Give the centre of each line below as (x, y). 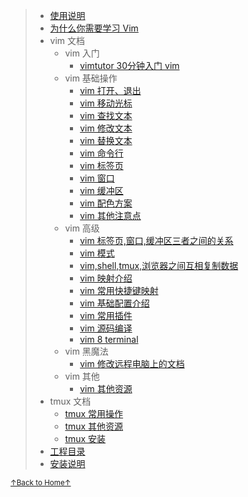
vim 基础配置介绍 (114, 303)
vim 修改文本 (106, 128)
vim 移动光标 (106, 103)
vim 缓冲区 (101, 190)
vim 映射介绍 (106, 278)
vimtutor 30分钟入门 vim (129, 65)
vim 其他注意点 (110, 215)
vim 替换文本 (106, 140)
